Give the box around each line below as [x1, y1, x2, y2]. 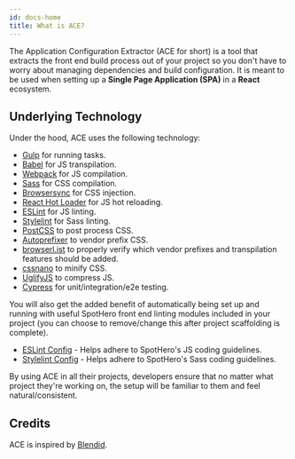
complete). [9, 328, 49, 338]
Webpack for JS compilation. [21, 169, 128, 179]
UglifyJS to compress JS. [21, 273, 115, 283]
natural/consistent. [9, 390, 78, 400]
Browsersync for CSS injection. [21, 187, 136, 198]
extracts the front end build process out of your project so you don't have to [9, 55, 287, 66]
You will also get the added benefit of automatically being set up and [9, 299, 260, 310]
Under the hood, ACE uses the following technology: [9, 132, 201, 143]
